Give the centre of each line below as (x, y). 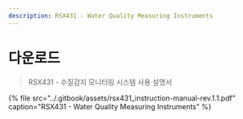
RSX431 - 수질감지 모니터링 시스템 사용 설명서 (100, 82)
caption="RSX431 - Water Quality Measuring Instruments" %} (110, 106)
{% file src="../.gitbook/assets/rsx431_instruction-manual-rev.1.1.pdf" (122, 98)
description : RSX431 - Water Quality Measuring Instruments (111, 16)
